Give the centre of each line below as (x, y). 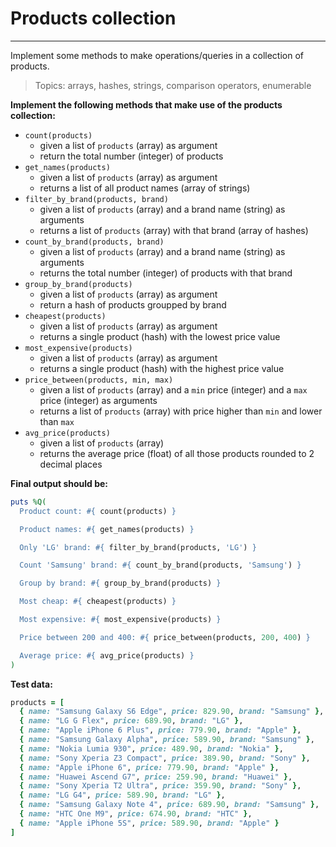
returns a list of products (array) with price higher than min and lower (181, 411)
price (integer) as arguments (98, 400)
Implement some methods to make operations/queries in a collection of (157, 55)
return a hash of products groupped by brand (133, 304)
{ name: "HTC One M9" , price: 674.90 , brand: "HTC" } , (136, 814)
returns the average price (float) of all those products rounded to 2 (177, 453)
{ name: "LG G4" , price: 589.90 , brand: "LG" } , (122, 795)
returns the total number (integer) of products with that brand (166, 273)
